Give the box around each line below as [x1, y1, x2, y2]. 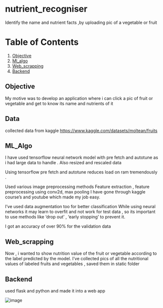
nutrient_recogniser [5, 3, 88, 15]
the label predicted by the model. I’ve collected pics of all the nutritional [5, 256, 148, 262]
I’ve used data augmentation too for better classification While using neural [5, 204, 156, 210]
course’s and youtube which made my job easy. [5, 194, 101, 200]
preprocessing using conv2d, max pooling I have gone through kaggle [5, 189, 146, 195]
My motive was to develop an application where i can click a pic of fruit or [5, 95, 153, 101]
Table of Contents [5, 37, 79, 48]
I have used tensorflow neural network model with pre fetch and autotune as [5, 154, 158, 160]
